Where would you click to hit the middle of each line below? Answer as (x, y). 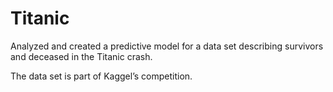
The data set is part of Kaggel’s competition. (101, 76)
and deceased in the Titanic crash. (81, 56)
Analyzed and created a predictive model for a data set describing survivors (167, 46)
